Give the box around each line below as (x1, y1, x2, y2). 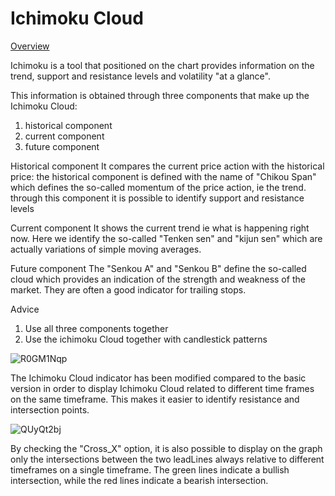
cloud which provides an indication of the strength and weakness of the (10, 273, 306, 285)
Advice (10, 303, 40, 315)
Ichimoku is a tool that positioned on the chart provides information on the (10, 59, 315, 71)
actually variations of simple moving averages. (10, 243, 202, 255)
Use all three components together (24, 322, 169, 334)
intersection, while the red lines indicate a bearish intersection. (10, 474, 269, 486)
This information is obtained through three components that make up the (10, 89, 310, 101)
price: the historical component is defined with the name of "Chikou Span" (10, 170, 317, 182)
